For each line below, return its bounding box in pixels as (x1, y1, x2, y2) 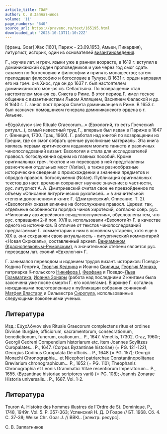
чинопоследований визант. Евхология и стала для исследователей (5, 148, 148, 154)
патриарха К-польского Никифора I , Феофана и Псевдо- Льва (5, 269, 136, 275)
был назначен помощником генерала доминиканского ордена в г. (5, 107, 146, 113)
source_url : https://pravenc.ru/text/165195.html (5, 26, 110, 31)
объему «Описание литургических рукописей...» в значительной (5, 190, 144, 196)
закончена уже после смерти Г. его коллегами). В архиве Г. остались (5, 280, 154, 286)
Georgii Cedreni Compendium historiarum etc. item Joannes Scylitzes (5, 339, 148, 345)
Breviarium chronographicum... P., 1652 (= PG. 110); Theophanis (5, 360, 136, 366)
